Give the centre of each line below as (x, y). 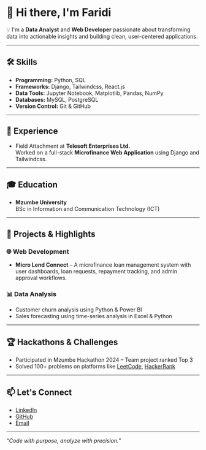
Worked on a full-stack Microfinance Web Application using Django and (107, 152)
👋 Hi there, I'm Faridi (59, 13)
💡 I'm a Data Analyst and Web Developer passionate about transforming (98, 29)
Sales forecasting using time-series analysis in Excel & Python (94, 316)
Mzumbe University (41, 202)
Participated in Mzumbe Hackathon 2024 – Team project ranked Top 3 (104, 360)
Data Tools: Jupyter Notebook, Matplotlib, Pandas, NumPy (89, 93)
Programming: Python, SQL (50, 80)
